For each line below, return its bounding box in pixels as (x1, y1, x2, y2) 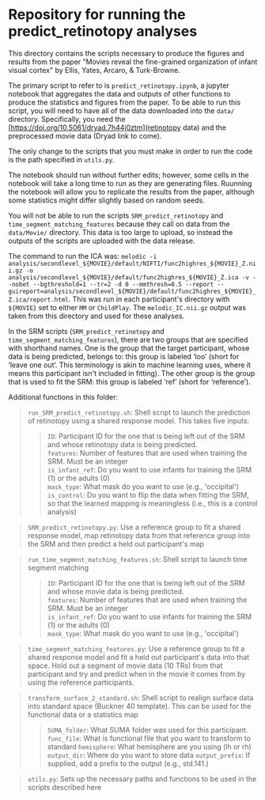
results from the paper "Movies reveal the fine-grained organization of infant (8, 57, 258, 66)
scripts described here (27, 782, 102, 792)
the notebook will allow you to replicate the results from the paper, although (8, 187, 255, 196)
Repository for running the (8, 6, 186, 24)
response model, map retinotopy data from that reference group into (27, 530, 251, 540)
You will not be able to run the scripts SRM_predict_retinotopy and (8, 210, 224, 220)
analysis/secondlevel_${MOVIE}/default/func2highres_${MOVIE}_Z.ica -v (8, 273, 249, 282)
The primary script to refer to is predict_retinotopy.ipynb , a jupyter (8, 81, 229, 90)
